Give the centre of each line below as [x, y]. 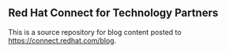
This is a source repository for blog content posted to [95, 32]
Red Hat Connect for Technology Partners [113, 13]
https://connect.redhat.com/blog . [62, 40]
